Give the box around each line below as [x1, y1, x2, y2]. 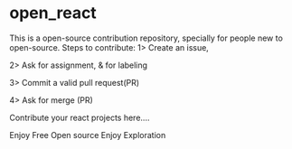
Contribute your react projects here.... [9, 112, 150, 123]
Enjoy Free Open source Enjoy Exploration [9, 129, 166, 140]
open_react [9, 3, 97, 23]
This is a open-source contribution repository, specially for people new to [9, 33, 283, 43]
